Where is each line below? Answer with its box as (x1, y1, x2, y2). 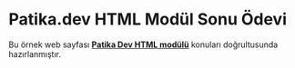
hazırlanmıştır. (8, 48, 61, 59)
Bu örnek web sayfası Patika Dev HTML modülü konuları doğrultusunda (8, 39, 279, 50)
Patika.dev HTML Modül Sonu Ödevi (8, 9, 288, 30)
